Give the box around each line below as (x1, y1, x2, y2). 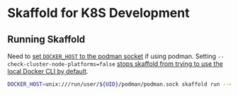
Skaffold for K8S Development (7, 5, 190, 21)
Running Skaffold (7, 33, 86, 45)
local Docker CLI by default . (7, 67, 89, 75)
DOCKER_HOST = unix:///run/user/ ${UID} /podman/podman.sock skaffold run (7, 81, 220, 88)
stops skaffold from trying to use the (116, 60, 223, 68)
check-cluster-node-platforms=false (7, 61, 115, 68)
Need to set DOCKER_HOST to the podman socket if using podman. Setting (7, 52, 217, 60)
